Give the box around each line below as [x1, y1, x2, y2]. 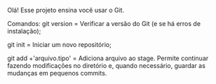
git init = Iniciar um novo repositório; [7, 41, 112, 48]
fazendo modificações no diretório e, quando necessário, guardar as [7, 62, 205, 69]
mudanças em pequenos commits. [7, 69, 107, 77]
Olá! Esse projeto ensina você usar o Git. [7, 6, 125, 14]
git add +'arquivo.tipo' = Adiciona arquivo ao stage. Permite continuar [7, 54, 209, 62]
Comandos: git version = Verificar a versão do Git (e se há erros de [7, 20, 201, 27]
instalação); [7, 27, 41, 35]
